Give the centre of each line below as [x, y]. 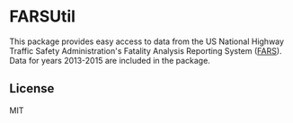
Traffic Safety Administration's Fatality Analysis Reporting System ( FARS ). [146, 50]
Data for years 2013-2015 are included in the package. [110, 60]
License [32, 88]
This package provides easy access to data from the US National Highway [147, 41]
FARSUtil [43, 17]
